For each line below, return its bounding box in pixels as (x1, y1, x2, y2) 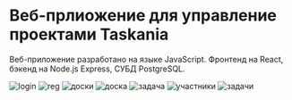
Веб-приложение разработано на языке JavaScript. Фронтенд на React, (9, 54, 284, 64)
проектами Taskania (9, 24, 169, 45)
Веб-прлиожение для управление (9, 5, 278, 26)
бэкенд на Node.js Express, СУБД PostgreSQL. (9, 63, 185, 74)
